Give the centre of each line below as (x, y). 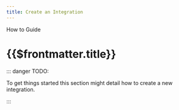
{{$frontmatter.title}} (61, 54)
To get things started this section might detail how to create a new (89, 82)
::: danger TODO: (27, 71)
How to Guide (24, 29)
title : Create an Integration (45, 12)
